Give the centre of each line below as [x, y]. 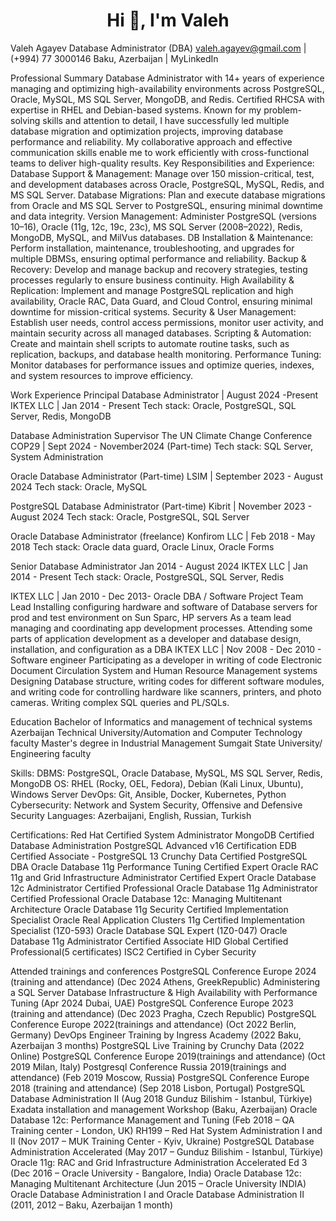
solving [25, 120]
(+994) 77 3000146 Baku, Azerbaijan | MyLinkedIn [114, 58]
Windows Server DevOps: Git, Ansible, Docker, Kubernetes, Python [148, 794]
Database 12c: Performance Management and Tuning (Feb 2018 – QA [152, 1120]
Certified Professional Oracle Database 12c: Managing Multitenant [146, 898]
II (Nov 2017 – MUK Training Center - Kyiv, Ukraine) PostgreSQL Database [162, 1141]
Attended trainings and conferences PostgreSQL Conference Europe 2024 [163, 971]
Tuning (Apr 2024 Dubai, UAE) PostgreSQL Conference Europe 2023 [152, 1003]
